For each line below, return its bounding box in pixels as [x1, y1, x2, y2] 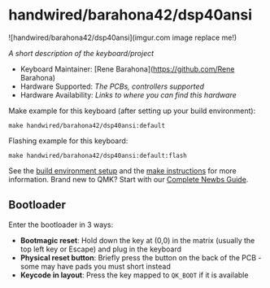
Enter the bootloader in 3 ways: [8, 220, 114, 229]
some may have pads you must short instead [20, 261, 171, 271]
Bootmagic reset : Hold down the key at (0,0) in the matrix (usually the [20, 235, 255, 245]
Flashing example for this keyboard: [8, 136, 128, 146]
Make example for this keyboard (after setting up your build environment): [8, 106, 256, 116]
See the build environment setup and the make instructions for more [8, 165, 237, 176]
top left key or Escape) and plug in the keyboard [20, 244, 181, 254]
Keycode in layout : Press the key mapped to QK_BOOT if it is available [20, 270, 249, 280]
